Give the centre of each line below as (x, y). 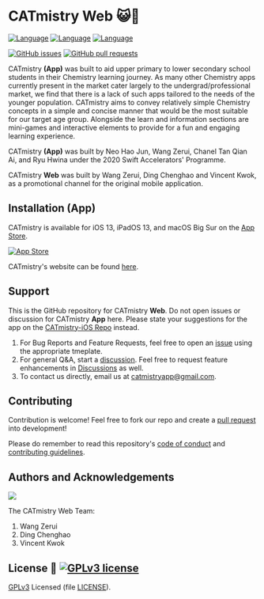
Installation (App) (52, 209)
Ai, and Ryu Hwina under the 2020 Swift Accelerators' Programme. (117, 159)
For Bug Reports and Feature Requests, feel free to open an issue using (136, 343)
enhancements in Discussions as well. (81, 368)
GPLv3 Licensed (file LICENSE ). (60, 587)
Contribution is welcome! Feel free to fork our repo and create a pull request (132, 420)
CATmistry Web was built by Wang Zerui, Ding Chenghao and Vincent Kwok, (132, 175)
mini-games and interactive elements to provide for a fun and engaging (124, 127)
